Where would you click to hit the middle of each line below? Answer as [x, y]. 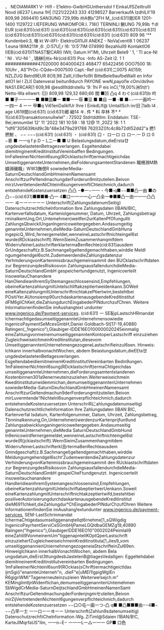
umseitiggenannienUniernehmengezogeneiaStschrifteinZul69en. [70, 546]
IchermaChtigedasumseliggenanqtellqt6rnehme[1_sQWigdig [66, 520]
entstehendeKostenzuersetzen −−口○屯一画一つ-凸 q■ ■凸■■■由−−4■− [82, 605]
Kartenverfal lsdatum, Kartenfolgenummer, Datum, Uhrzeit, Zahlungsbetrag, [82, 415]
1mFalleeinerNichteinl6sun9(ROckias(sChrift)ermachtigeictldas [68, 567]
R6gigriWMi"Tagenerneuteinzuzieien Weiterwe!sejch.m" [62, 577]
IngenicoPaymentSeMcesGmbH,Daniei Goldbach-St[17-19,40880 [71, 324]
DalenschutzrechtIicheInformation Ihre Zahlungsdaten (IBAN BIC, [70, 409]
